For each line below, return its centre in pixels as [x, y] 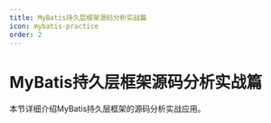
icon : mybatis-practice [54, 26]
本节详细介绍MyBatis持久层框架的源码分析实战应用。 [107, 109]
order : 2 [26, 34]
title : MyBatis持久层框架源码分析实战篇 [78, 18]
